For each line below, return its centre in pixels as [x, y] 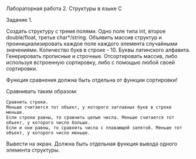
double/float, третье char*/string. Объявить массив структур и [84, 37]
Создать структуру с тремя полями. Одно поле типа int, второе [86, 31]
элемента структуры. [33, 150]
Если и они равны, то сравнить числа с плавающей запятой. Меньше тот [94, 128]
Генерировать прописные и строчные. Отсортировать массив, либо [92, 56]
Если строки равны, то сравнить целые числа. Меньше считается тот [90, 117]
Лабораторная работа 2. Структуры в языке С [64, 9]
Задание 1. [19, 20]
